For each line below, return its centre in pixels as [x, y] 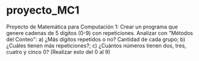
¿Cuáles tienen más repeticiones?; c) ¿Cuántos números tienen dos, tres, [97, 46]
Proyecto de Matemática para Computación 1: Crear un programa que [92, 27]
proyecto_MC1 [43, 10]
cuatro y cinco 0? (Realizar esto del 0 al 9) [58, 52]
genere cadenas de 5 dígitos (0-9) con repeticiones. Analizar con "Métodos [100, 33]
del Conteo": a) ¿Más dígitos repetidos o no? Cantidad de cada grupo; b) [96, 39]
